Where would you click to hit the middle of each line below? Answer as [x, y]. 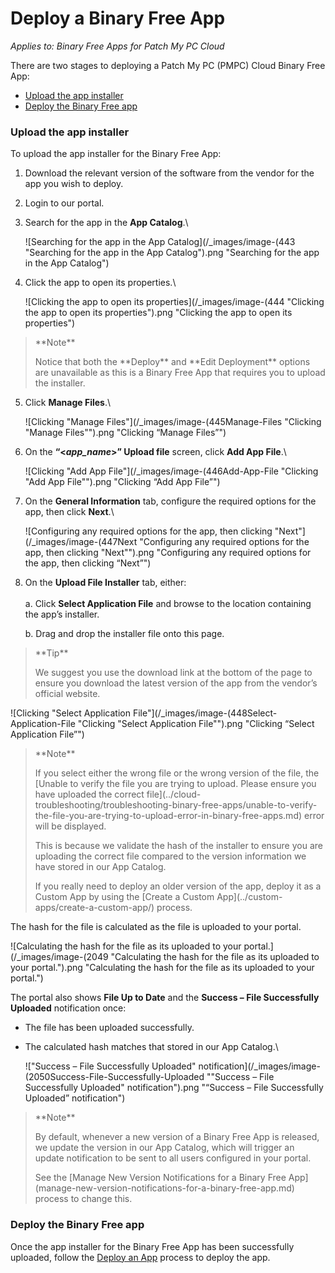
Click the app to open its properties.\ [100, 283]
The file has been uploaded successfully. [109, 1028]
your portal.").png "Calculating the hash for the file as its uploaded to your [162, 968]
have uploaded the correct [89, 794]
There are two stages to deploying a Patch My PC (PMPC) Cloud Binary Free [168, 65]
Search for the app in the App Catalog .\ [106, 223]
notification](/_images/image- [259, 1066]
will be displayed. [70, 826]
